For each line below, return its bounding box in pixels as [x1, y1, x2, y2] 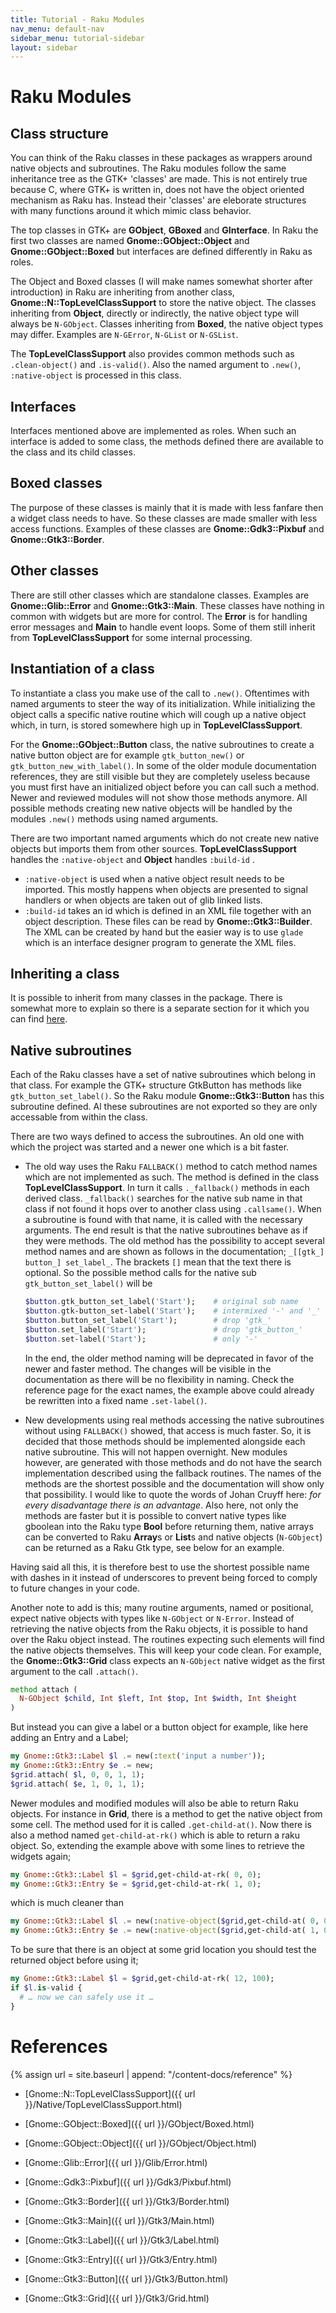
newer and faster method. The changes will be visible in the [24, 1362, 272, 1375]
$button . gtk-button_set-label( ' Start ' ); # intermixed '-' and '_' [24, 1306, 322, 1316]
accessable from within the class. [10, 1111, 148, 1123]
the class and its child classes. [10, 446, 136, 458]
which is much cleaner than [10, 1897, 124, 1909]
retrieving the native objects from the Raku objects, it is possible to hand [10, 1622, 308, 1635]
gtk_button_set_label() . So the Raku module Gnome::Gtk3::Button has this [10, 1090, 325, 1102]
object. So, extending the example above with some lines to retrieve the [10, 1839, 305, 1851]
